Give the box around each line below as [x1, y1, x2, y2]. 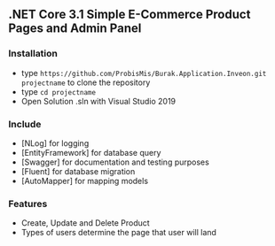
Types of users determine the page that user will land [20, 227, 216, 238]
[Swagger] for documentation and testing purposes [20, 157, 209, 167]
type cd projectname [20, 86, 97, 96]
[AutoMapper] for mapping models [20, 175, 148, 186]
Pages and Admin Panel [8, 21, 142, 36]
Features [8, 197, 48, 210]
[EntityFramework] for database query [20, 147, 161, 158]
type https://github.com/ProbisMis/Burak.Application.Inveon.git [20, 67, 267, 78]
